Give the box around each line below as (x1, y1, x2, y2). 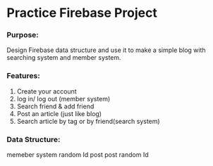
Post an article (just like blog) (16, 109, 102, 117)
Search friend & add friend (16, 102, 95, 110)
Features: (6, 71, 40, 81)
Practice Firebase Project (6, 5, 158, 21)
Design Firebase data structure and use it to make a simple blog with (6, 46, 206, 54)
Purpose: (6, 30, 39, 40)
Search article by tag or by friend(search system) (16, 117, 160, 125)
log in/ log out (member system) (16, 94, 111, 103)
